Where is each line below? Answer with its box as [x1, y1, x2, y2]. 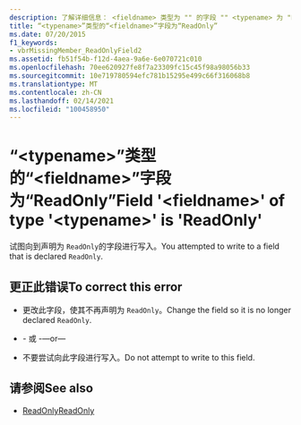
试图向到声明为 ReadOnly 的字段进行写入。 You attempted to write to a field [9, 241, 280, 251]
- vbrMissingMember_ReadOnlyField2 [9, 47, 142, 55]
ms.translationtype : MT [9, 80, 99, 89]
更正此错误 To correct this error [9, 279, 183, 294]
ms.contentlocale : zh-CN [9, 88, 102, 97]
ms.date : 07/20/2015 [9, 30, 87, 38]
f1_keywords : [9, 38, 58, 47]
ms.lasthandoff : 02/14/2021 [9, 96, 115, 106]
